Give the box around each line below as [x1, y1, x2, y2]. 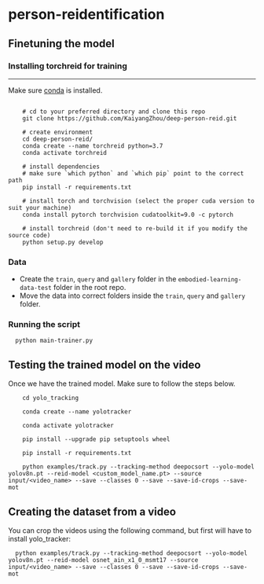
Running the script [8, 319, 81, 330]
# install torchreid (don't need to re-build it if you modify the [22, 224, 247, 233]
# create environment [22, 128, 93, 136]
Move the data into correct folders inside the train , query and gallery [19, 291, 246, 300]
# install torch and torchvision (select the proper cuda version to [22, 197, 255, 205]
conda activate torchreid [22, 149, 108, 156]
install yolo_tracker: [8, 534, 71, 544]
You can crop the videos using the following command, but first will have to [8, 526, 252, 535]
